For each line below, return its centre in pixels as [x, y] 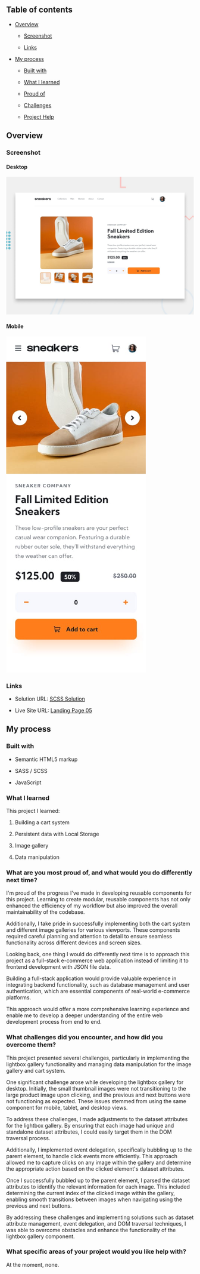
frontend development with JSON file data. [59, 967]
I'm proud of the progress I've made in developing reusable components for [99, 893]
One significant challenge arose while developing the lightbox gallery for [95, 1082]
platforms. [19, 997]
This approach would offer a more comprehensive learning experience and [98, 1009]
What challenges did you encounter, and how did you [85, 1037]
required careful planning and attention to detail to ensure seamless [89, 937]
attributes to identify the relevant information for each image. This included [98, 1186]
